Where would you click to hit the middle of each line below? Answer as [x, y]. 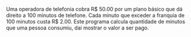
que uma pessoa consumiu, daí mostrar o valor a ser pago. [78, 28]
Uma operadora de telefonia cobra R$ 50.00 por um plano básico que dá [94, 9]
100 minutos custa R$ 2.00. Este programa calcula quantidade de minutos [96, 21]
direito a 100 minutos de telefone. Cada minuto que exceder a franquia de [95, 15]
